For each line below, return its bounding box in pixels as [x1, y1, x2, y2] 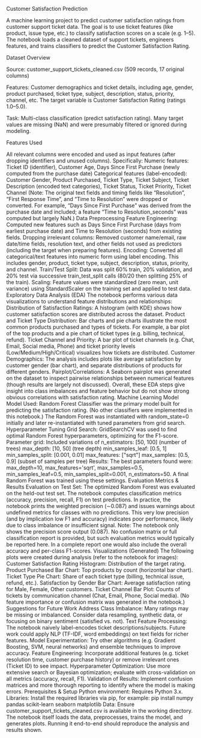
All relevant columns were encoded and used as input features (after [6, 150, 176, 158]
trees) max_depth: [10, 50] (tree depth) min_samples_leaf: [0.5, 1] [6, 445, 167, 452]
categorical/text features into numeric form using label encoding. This [6, 253, 179, 260]
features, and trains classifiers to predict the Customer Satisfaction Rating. [6, 42, 191, 49]
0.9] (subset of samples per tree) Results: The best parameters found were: [6, 457, 193, 465]
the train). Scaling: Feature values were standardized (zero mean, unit [6, 279, 179, 285]
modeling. [6, 128, 31, 134]
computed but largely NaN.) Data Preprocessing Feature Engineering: [6, 215, 178, 222]
